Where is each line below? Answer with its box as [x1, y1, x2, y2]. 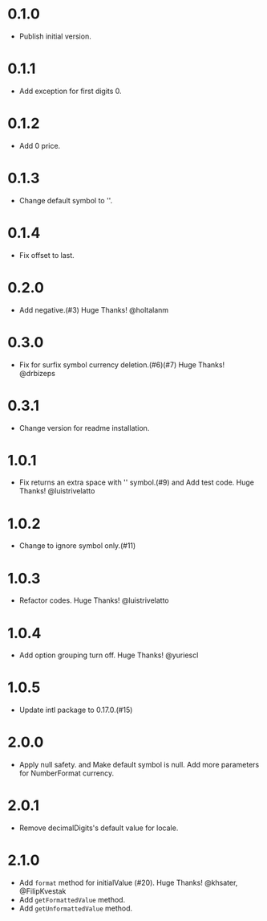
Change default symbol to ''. [18, 195, 113, 205]
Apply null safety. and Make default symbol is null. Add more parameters [18, 760, 260, 770]
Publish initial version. [18, 31, 91, 41]
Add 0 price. [18, 141, 61, 150]
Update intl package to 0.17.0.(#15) [18, 705, 133, 715]
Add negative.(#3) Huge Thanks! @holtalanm [18, 305, 169, 314]
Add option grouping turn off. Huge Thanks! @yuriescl [18, 650, 199, 660]
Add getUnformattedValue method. [18, 903, 133, 913]
